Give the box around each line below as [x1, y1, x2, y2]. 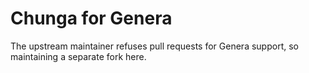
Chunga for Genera [10, 7, 173, 30]
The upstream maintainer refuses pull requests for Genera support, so [10, 40, 299, 52]
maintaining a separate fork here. [10, 50, 147, 62]
